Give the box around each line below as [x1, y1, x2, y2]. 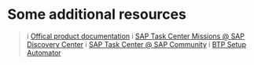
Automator [26, 48, 61, 57]
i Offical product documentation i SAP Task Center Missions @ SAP [26, 31, 245, 41]
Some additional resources [7, 5, 186, 23]
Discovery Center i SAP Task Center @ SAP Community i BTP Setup [26, 39, 247, 49]
